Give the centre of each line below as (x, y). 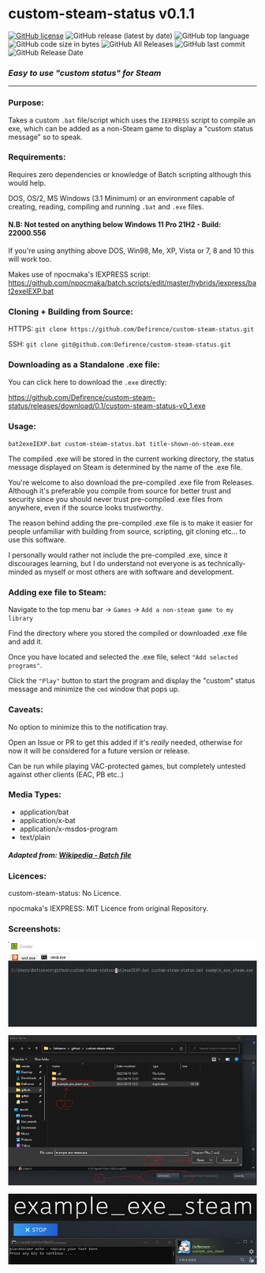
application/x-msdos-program (69, 829)
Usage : (22, 426)
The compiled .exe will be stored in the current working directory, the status (131, 459)
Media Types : (35, 795)
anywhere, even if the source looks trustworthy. (86, 508)
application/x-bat (48, 820)
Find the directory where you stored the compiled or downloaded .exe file (128, 633)
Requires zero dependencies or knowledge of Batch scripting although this (130, 174)
